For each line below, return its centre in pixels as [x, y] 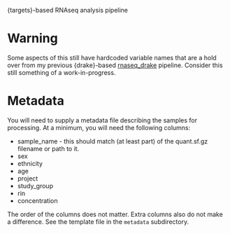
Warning [33, 38]
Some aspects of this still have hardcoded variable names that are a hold [112, 57]
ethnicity [30, 163]
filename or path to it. [48, 148]
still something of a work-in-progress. [62, 72]
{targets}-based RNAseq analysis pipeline [67, 10]
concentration [37, 200]
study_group [35, 185]
